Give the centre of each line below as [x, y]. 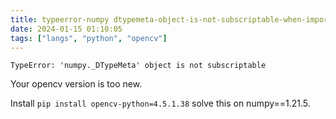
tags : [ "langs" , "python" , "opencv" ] [89, 38]
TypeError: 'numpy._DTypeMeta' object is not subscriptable [138, 66]
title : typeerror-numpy [60, 19]
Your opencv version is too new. [76, 84]
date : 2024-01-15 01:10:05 [66, 29]
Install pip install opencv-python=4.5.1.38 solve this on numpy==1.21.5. [160, 103]
